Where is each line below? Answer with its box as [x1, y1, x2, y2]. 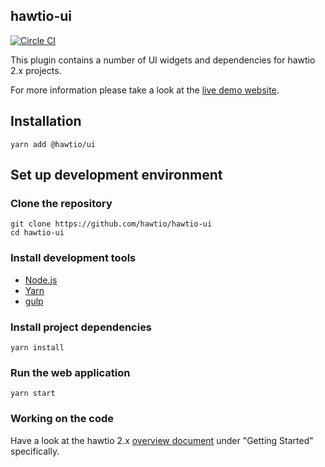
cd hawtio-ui [10, 228, 65, 238]
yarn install [10, 342, 65, 353]
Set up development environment [10, 167, 223, 184]
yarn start [10, 389, 56, 399]
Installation [10, 113, 82, 130]
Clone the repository [10, 196, 113, 210]
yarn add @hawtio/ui [10, 139, 97, 149]
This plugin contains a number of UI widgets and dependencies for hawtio [10, 54, 316, 66]
